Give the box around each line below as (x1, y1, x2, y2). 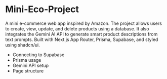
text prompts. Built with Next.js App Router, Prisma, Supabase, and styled (5, 36, 158, 43)
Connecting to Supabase (12, 52, 65, 58)
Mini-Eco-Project (5, 4, 79, 15)
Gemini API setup (12, 62, 49, 68)
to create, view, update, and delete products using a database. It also (5, 25, 149, 31)
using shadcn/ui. (5, 42, 40, 48)
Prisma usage (12, 57, 41, 63)
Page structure (12, 67, 44, 74)
